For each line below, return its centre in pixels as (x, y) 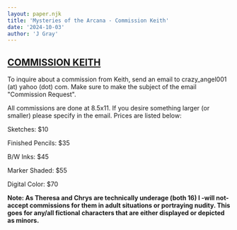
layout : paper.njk (34, 14)
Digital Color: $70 (33, 184)
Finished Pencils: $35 (39, 143)
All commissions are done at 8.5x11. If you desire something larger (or (109, 108)
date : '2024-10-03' (36, 27)
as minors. (23, 221)
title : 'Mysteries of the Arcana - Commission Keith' (88, 21)
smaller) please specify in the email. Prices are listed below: (94, 116)
